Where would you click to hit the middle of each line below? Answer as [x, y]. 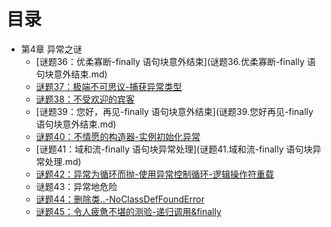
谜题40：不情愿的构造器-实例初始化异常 [118, 136]
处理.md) [63, 161]
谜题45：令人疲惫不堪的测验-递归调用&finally [128, 211]
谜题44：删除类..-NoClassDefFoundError [120, 199]
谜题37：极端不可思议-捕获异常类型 [109, 86]
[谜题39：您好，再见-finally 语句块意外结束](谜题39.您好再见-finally [174, 111]
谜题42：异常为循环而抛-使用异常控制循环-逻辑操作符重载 [155, 174]
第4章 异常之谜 [51, 49]
